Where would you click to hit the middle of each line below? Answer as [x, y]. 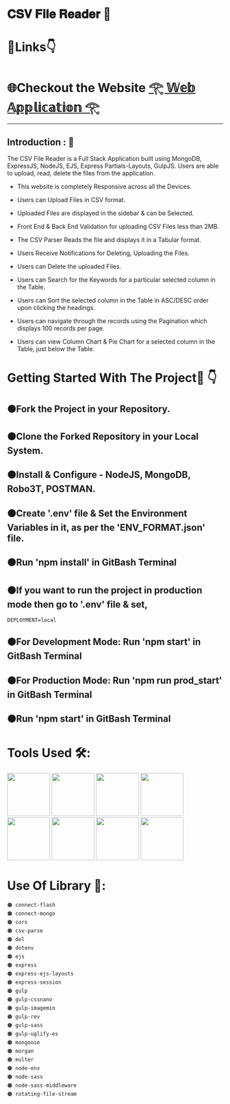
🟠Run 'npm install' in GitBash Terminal [92, 563]
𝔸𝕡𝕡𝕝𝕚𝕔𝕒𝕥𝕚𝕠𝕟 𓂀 [54, 108]
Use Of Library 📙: [56, 886]
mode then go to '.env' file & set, [78, 604]
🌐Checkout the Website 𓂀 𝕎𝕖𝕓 [102, 88]
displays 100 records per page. [61, 329]
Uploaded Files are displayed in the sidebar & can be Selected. [105, 213]
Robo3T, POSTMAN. [51, 489]
